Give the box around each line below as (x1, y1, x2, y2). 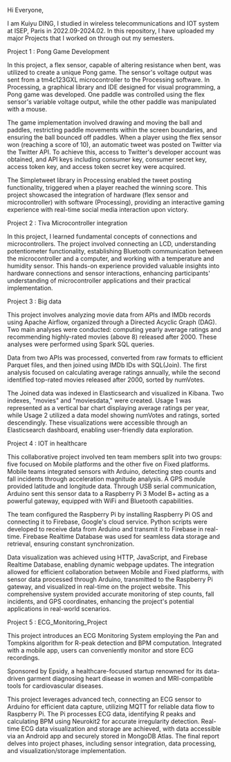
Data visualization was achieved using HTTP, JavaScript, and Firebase (7, 553, 207, 561)
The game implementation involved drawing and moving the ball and (7, 118, 203, 127)
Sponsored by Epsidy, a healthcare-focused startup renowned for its (7, 667, 203, 675)
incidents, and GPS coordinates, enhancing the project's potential (7, 597, 194, 605)
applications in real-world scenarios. (7, 605, 111, 612)
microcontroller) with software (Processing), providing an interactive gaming (7, 198, 225, 206)
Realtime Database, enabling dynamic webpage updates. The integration (7, 560, 214, 569)
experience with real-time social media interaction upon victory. (7, 206, 189, 213)
